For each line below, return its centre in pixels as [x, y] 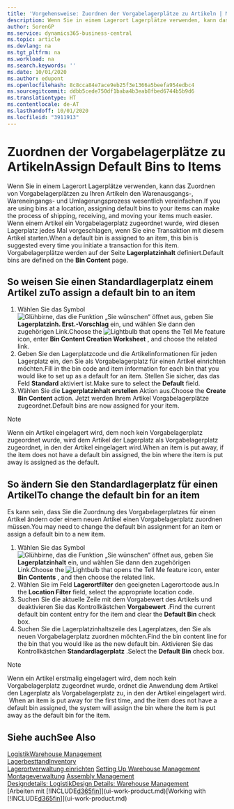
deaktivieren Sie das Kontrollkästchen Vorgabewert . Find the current [116, 607]
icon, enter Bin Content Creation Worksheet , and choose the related [117, 339]
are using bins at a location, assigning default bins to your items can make [114, 208]
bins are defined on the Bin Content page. [68, 260]
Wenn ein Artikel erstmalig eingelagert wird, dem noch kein [92, 678]
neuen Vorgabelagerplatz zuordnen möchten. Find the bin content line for [122, 637]
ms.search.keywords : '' [42, 66]
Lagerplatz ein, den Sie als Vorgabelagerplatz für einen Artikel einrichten [122, 361]
